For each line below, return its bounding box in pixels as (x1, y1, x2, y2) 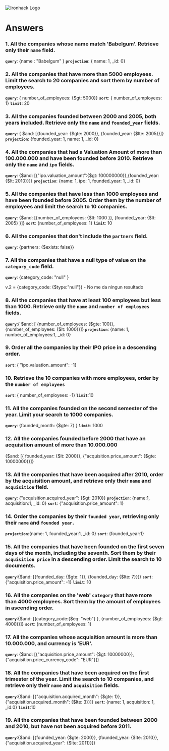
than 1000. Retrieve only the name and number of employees (5, 303, 150, 310)
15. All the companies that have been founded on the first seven (5, 543, 164, 550)
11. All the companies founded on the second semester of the (5, 405, 158, 412)
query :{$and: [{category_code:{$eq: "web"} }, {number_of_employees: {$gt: (5, 615, 163, 621)
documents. (5, 562, 36, 569)
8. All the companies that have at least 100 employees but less (5, 297, 161, 304)
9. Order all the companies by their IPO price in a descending (5, 344, 157, 351)
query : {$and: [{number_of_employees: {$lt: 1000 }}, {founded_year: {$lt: (5, 214, 156, 220)
